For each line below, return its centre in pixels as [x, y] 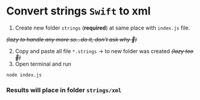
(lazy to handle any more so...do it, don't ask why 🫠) [72, 39]
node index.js [24, 75]
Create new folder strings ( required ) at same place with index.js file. [102, 28]
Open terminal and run [43, 64]
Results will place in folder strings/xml [64, 90]
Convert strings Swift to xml [78, 11]
